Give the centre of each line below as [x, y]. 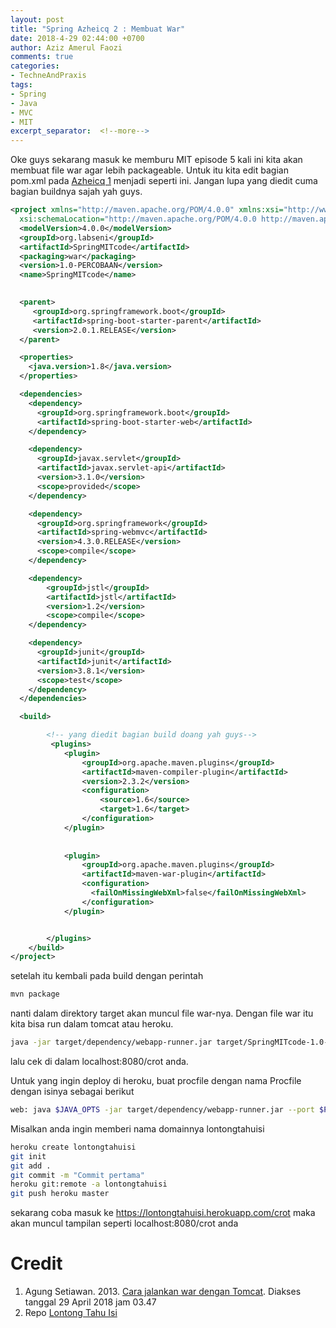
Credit [36, 1263]
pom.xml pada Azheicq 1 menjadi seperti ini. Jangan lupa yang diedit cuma [164, 181]
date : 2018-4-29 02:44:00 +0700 [77, 38]
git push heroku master [60, 1194]
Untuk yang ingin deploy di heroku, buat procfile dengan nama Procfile [156, 1080]
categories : [35, 66]
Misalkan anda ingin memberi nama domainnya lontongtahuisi [137, 1128]
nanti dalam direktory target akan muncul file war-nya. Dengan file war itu [162, 1013]
